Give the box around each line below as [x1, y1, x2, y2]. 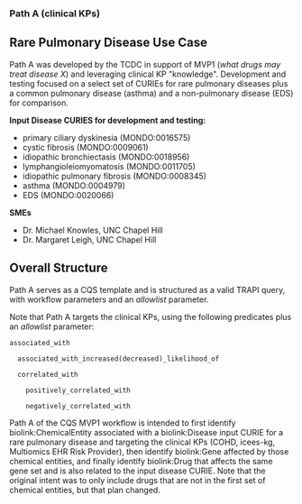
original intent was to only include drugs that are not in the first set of [9, 474, 266, 485]
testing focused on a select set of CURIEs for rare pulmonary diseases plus [9, 78, 288, 88]
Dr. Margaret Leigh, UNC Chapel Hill [22, 234, 157, 245]
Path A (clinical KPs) [9, 7, 101, 20]
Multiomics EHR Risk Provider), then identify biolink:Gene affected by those [9, 445, 289, 457]
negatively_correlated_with [25, 401, 131, 410]
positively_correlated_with [25, 386, 131, 395]
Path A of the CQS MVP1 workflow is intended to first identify [9, 417, 236, 428]
